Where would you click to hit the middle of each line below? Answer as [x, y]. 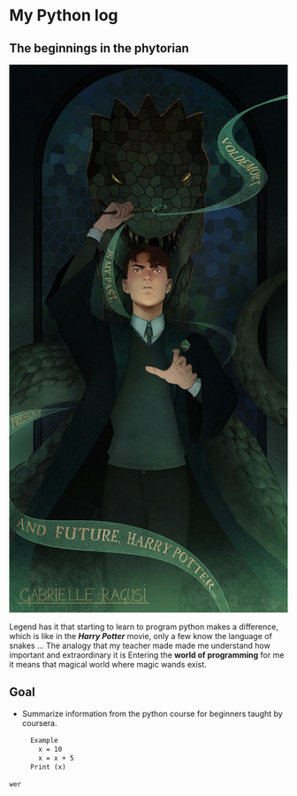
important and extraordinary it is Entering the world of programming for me [147, 655]
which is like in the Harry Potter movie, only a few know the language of [141, 636]
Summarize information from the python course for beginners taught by [152, 714]
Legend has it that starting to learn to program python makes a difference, [144, 627]
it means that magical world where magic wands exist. [108, 664]
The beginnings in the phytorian [99, 48]
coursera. [39, 722]
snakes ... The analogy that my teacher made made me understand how [140, 645]
